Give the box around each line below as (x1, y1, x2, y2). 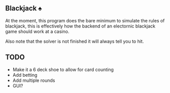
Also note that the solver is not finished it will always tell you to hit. (5, 38, 144, 44)
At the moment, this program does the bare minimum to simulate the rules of (5, 17, 165, 23)
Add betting (12, 72, 38, 78)
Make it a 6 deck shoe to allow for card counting (12, 66, 114, 73)
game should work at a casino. (5, 28, 70, 35)
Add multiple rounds (12, 77, 55, 83)
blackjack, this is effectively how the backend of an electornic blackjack (5, 23, 156, 29)
